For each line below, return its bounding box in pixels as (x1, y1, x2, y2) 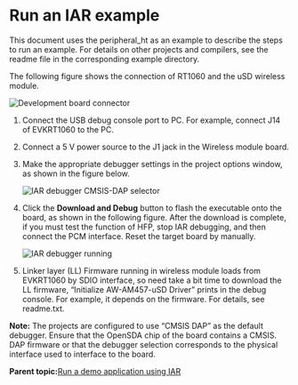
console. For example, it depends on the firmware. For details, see (21, 293, 265, 304)
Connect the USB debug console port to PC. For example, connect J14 (21, 115, 281, 125)
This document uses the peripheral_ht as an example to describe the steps (9, 35, 283, 45)
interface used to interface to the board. (9, 349, 156, 359)
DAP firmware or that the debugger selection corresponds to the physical (9, 339, 278, 349)
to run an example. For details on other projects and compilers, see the (9, 44, 269, 54)
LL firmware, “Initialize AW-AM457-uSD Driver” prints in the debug (21, 284, 267, 294)
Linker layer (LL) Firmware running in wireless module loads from (21, 265, 261, 276)
